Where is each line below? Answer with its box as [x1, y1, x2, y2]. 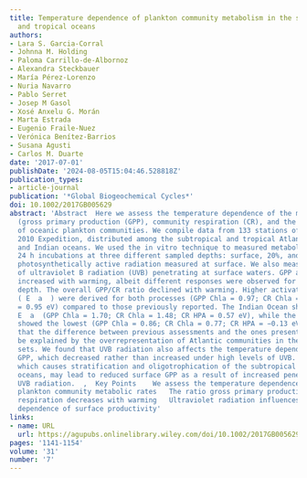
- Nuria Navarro [9, 81, 71, 90]
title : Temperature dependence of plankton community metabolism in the [9, 13, 292, 23]
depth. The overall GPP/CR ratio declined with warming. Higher [17, 285, 268, 294]
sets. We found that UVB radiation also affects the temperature [17, 345, 272, 354]
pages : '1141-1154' [9, 438, 84, 448]
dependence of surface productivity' [17, 404, 162, 414]
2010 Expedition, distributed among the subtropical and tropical [17, 234, 276, 243]
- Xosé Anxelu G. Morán [9, 107, 101, 116]
